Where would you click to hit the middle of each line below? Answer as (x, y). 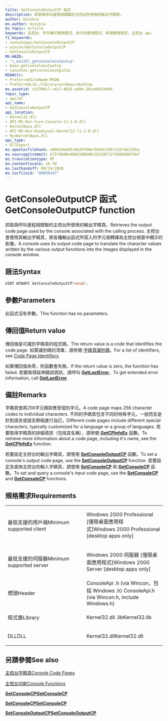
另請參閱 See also (32, 660)
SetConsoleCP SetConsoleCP (36, 703)
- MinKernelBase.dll (27, 136)
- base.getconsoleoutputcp (33, 66)
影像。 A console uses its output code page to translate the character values (83, 244)
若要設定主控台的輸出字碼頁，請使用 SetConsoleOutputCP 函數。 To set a (81, 454)
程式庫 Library (24, 618)
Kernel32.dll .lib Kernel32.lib (119, 617)
